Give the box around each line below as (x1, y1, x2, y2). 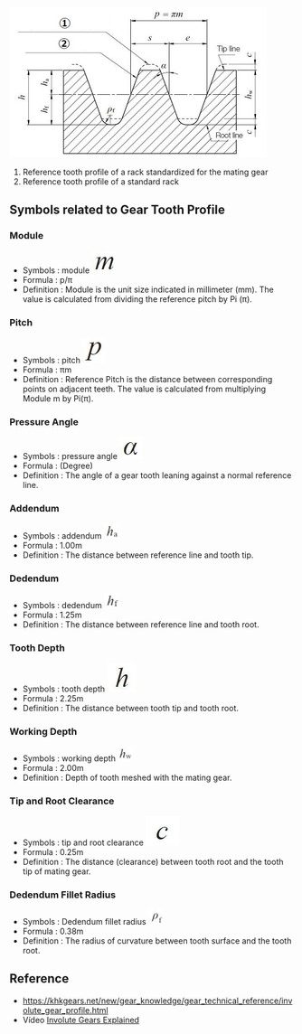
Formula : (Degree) (22, 460, 93, 472)
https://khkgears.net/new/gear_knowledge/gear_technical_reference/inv (22, 995, 293, 1006)
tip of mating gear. (22, 866, 91, 877)
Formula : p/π (22, 274, 73, 285)
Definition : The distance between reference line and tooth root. (22, 618, 260, 630)
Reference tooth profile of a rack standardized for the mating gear (22, 166, 269, 177)
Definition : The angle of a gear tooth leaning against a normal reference (22, 470, 292, 481)
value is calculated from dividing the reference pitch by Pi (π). (22, 293, 253, 305)
